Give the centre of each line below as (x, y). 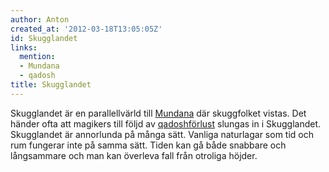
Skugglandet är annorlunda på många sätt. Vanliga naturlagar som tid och (162, 134)
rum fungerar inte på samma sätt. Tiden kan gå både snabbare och (148, 145)
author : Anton (40, 19)
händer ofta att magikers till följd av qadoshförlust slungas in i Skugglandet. (166, 123)
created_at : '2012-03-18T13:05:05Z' (86, 29)
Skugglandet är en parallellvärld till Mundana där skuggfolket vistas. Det (158, 113)
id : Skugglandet (44, 38)
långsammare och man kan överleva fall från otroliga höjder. (134, 155)
